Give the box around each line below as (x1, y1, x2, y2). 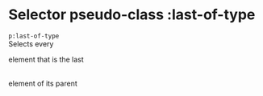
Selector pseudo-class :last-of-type (8, 6, 256, 24)
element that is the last (8, 54, 85, 64)
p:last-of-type (8, 32, 60, 40)
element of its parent (8, 78, 78, 88)
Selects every (8, 38, 54, 49)
